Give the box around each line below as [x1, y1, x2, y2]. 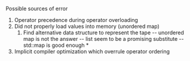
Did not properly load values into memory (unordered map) [14, 23, 160, 30]
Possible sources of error [5, 5, 68, 12]
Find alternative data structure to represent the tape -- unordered [23, 29, 185, 36]
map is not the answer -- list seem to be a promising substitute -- [23, 36, 184, 42]
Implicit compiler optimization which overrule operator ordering [14, 48, 170, 55]
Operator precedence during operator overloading [14, 17, 139, 23]
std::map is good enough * [23, 41, 89, 49]
